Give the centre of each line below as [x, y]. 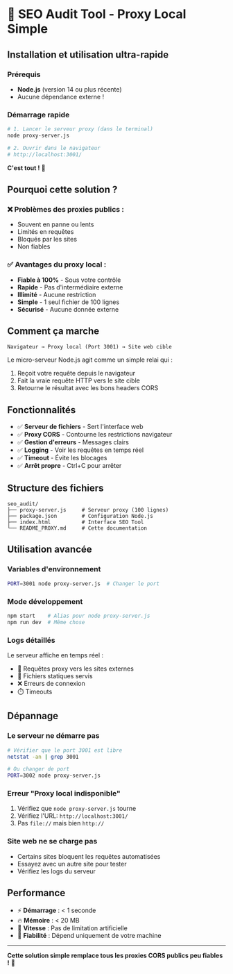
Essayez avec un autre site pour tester [72, 864]
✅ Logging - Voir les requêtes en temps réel [80, 450]
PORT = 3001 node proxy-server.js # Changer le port [83, 583]
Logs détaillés [31, 640]
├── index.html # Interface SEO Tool [76, 522]
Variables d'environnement [54, 569]
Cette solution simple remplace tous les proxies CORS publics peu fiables [115, 955]
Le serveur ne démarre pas [53, 736]
